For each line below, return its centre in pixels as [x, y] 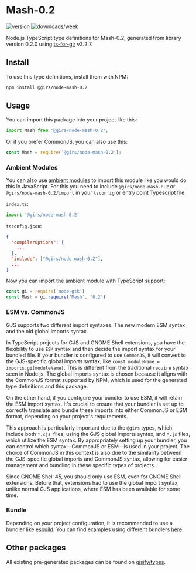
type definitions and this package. [47, 386]
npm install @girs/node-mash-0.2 [47, 87]
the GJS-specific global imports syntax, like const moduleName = [83, 361]
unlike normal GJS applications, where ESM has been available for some [93, 489]
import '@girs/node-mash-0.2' [43, 215]
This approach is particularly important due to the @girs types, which [89, 428]
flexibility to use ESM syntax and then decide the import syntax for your [91, 349]
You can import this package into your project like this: [72, 120]
